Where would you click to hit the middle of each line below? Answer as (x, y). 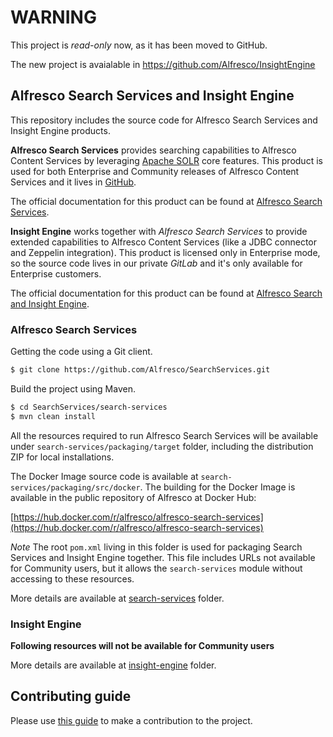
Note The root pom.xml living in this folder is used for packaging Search (156, 547)
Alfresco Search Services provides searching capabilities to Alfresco (153, 150)
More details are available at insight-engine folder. (113, 665)
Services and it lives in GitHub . (73, 182)
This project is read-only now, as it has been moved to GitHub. (139, 45)
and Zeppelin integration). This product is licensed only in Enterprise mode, (165, 252)
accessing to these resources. (72, 578)
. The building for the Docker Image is (217, 487)
